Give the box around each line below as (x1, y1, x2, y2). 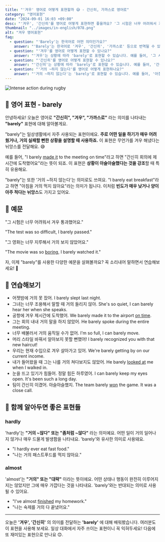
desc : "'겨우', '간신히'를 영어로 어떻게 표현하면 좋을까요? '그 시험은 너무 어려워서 (5, 21, 157, 26)
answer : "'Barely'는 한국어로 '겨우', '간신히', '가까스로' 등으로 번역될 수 (14, 44, 155, 49)
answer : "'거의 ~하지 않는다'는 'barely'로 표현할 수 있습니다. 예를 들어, (14, 72, 151, 76)
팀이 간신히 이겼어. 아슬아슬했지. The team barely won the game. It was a (12, 382, 156, 388)
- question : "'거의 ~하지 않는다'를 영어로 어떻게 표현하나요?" (9, 67, 124, 72)
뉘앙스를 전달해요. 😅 (5, 144, 45, 149)
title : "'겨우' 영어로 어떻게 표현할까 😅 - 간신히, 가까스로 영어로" (5, 7, 129, 12)
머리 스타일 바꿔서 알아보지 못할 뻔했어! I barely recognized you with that (12, 336, 155, 342)
